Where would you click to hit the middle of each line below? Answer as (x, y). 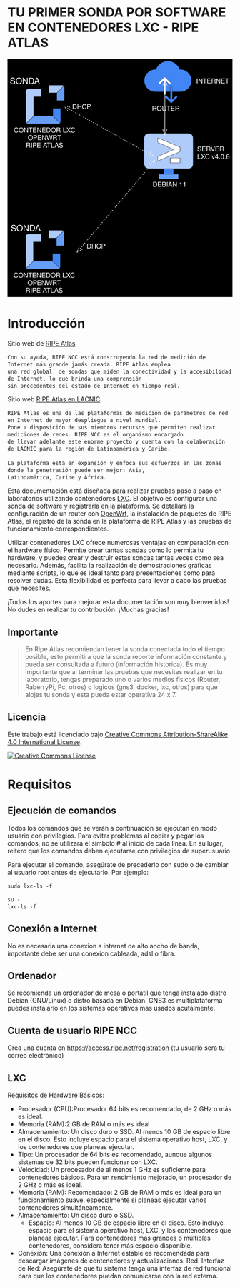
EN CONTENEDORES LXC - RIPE (103, 27)
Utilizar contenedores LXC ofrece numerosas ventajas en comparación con (118, 543)
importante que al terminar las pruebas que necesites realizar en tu (124, 671)
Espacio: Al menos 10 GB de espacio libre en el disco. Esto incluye (126, 1223)
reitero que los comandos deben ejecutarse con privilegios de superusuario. (120, 851)
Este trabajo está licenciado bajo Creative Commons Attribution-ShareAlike (118, 734)
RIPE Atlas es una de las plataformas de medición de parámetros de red (118, 414)
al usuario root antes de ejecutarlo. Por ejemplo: (78, 872)
